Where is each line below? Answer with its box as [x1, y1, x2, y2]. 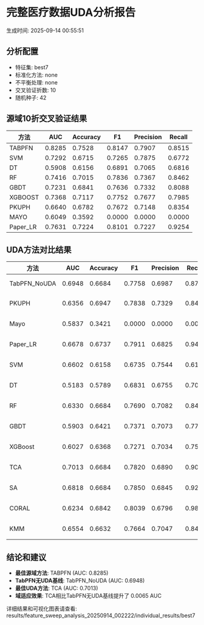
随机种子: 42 [15, 94, 47, 101]
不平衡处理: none [15, 78, 58, 86]
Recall [169, 132, 188, 141]
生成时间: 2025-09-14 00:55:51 [6, 27, 84, 34]
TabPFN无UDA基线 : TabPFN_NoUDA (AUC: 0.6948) [15, 577, 145, 584]
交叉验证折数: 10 [15, 86, 56, 94]
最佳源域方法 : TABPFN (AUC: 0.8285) [15, 569, 109, 577]
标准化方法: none [15, 71, 58, 78]
